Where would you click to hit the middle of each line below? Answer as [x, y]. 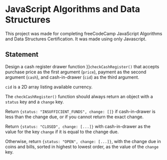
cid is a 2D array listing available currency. [49, 87]
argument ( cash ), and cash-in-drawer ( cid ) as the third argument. [72, 77]
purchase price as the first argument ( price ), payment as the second [76, 72]
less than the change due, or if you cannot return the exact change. [74, 117]
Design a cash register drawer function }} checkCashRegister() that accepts [82, 66]
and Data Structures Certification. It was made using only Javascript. [76, 39]
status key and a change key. [34, 102]
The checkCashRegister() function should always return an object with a [79, 96]
